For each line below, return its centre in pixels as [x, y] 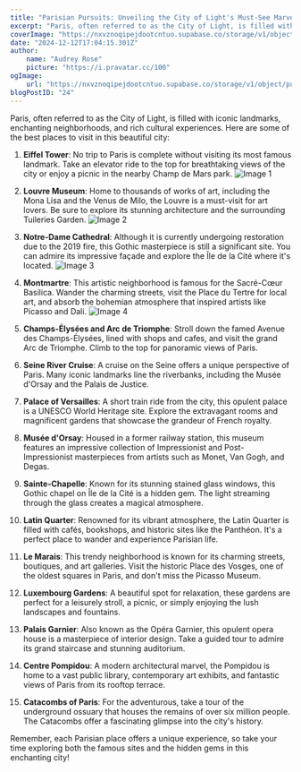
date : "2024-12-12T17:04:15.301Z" [75, 43]
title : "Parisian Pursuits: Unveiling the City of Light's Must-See [140, 17]
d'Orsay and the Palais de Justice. [86, 384]
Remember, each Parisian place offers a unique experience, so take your [144, 738]
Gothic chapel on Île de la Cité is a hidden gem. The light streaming [146, 493]
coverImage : [32, 34]
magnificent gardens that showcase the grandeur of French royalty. [147, 420]
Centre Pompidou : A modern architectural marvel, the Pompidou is [146, 665]
